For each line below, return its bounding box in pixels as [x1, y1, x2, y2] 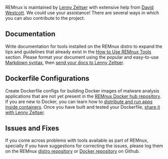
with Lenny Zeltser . [5, 109, 45, 115]
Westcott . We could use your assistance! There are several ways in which [5, 10, 159, 16]
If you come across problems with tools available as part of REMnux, [5, 137, 149, 144]
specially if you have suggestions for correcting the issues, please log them [5, 143, 163, 149]
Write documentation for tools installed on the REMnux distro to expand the [5, 43, 162, 49]
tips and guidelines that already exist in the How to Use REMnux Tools [5, 48, 151, 55]
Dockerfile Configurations [5, 74, 90, 83]
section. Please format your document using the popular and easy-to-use [5, 54, 159, 60]
